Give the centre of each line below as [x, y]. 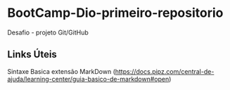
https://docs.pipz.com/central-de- [165, 71]
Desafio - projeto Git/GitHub [48, 32]
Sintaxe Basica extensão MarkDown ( [62, 71]
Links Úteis [32, 54]
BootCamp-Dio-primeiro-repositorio [115, 13]
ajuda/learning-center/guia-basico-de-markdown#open [88, 79]
